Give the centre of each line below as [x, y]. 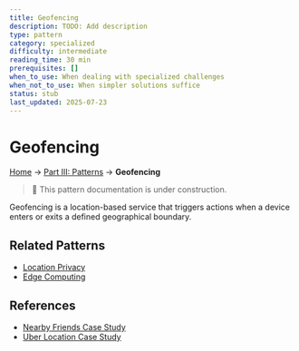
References [43, 305]
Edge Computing [54, 277]
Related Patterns [58, 245]
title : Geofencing [44, 18]
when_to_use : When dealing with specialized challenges [117, 77]
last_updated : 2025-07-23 [58, 102]
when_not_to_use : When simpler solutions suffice [105, 85]
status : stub [34, 93]
